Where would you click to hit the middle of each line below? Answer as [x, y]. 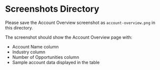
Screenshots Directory [52, 9]
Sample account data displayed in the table [56, 62]
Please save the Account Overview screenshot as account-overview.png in [80, 23]
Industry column [29, 52]
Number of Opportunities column [46, 57]
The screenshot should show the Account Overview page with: [69, 37]
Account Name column [35, 47]
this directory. [19, 27]
